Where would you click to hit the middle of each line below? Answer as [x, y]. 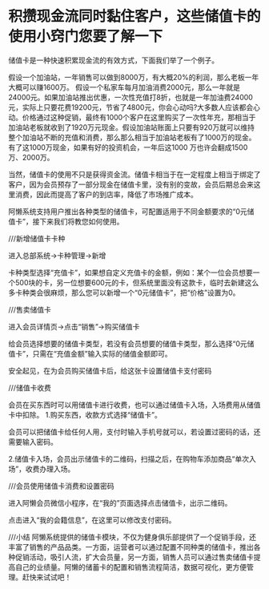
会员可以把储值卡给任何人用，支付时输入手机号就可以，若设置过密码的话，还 [134, 432]
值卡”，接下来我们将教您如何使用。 [66, 221]
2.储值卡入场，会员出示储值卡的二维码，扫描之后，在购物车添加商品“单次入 [132, 458]
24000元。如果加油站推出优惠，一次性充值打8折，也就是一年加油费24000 [131, 97]
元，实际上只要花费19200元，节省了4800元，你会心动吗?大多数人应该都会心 [134, 107]
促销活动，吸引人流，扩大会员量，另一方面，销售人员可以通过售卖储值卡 [134, 557]
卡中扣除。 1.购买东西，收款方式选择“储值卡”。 [85, 414]
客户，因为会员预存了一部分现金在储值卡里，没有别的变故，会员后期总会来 [131, 184]
